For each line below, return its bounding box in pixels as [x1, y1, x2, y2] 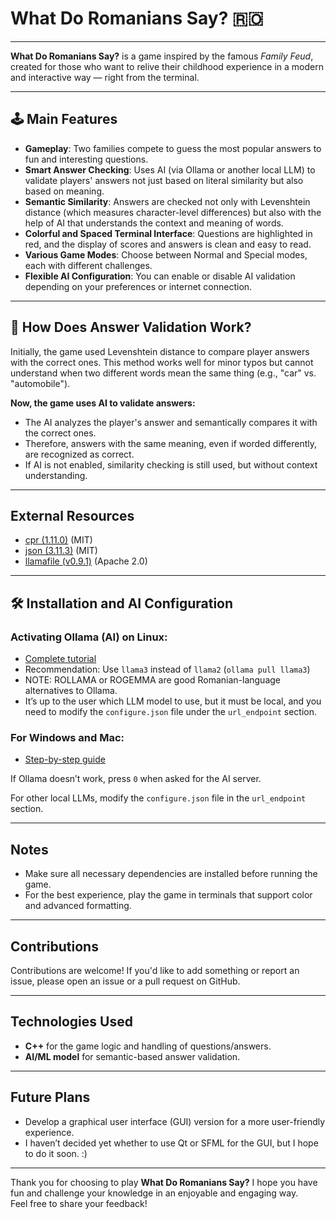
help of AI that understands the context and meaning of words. [24, 217, 284, 229]
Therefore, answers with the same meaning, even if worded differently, [24, 437, 318, 449]
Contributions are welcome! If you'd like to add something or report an [10, 964, 300, 976]
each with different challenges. [24, 259, 153, 271]
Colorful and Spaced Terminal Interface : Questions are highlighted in [24, 227, 313, 239]
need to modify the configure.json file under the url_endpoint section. [24, 706, 318, 718]
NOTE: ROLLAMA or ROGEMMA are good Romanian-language [24, 674, 282, 686]
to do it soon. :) [24, 1147, 88, 1159]
